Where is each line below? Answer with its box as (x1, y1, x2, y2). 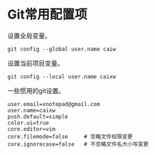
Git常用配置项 (7, 6, 88, 23)
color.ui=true (7, 119, 50, 127)
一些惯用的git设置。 (7, 86, 66, 95)
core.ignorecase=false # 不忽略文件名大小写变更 (7, 140, 149, 148)
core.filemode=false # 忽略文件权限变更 (7, 133, 133, 140)
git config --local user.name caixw (7, 73, 116, 80)
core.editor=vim (7, 125, 56, 132)
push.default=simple (7, 113, 69, 120)
